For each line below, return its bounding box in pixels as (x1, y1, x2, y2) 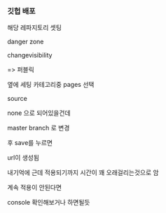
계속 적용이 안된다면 (7, 184, 62, 192)
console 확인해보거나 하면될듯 (7, 198, 90, 207)
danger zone (7, 37, 44, 46)
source (7, 95, 28, 103)
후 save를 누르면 (7, 139, 53, 147)
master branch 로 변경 (7, 124, 70, 132)
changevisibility (7, 51, 53, 60)
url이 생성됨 (7, 153, 40, 162)
